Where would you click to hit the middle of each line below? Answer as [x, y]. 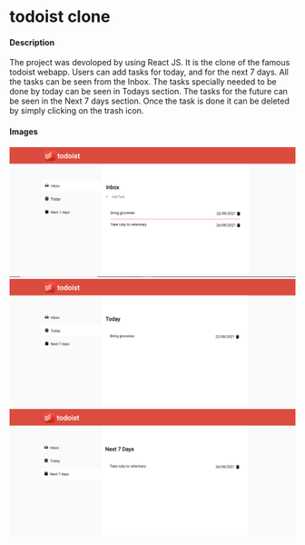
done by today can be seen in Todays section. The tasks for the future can [149, 92]
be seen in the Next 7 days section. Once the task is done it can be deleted [150, 101]
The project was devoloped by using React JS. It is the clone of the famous [150, 63]
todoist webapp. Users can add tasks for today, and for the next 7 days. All [149, 72]
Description [32, 42]
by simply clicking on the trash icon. [77, 111]
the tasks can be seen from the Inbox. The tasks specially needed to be [143, 82]
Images [24, 131]
